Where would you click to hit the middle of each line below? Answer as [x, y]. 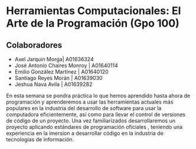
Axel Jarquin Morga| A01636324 [54, 59]
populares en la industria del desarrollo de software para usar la [84, 108]
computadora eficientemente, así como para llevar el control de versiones [96, 114]
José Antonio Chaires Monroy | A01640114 [66, 65]
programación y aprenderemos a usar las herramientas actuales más [90, 102]
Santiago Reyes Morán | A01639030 [58, 78]
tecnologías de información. [40, 139]
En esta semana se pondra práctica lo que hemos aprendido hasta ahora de [98, 96]
